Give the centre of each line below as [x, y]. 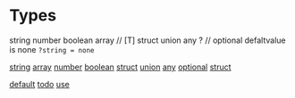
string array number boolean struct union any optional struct [120, 67]
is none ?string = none [52, 49]
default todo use [39, 84]
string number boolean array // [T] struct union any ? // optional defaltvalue [147, 40]
